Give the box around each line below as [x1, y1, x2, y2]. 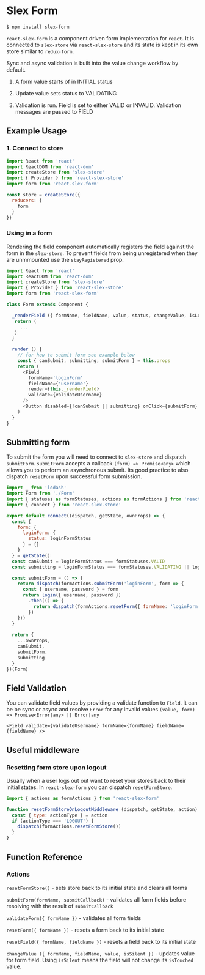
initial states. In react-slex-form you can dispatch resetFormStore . [6, 784, 173, 791]
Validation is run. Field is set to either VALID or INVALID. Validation [15, 102, 182, 109]
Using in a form [6, 229, 52, 237]
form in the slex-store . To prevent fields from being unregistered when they [6, 249, 198, 257]
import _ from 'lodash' [6, 484, 67, 491]
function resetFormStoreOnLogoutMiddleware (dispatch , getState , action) [6, 806, 198, 812]
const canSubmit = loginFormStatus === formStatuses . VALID [12, 558, 165, 565]
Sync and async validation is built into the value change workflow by [6, 59, 179, 67]
